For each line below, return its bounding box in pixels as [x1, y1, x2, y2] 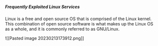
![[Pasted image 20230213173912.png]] [5, 35, 84, 41]
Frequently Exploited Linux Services [5, 4, 80, 10]
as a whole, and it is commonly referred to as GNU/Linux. [5, 26, 120, 32]
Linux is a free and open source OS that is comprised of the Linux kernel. [5, 16, 152, 22]
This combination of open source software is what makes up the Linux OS [5, 21, 154, 26]
